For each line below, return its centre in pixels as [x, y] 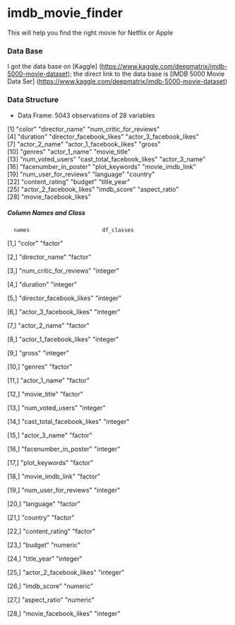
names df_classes [74, 230]
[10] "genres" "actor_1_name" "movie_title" [69, 151]
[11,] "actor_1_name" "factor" [49, 380]
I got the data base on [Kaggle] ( [54, 67]
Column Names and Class [47, 213]
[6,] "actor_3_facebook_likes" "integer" [64, 311]
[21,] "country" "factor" [41, 517]
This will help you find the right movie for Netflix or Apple [90, 33]
